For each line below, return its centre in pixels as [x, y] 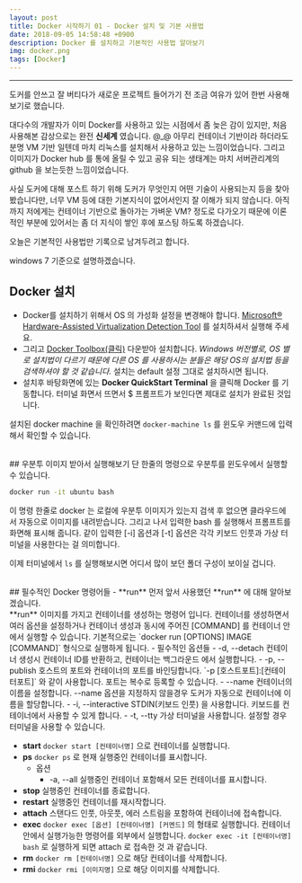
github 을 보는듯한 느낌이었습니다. [69, 170]
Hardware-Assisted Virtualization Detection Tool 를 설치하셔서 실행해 [147, 326]
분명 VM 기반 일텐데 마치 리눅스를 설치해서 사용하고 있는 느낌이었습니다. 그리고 [147, 147]
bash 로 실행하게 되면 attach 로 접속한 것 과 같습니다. [115, 846]
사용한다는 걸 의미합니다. [76, 543]
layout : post [34, 18]
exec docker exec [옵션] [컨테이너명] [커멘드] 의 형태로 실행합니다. [141, 824]
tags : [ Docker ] [38, 59]
